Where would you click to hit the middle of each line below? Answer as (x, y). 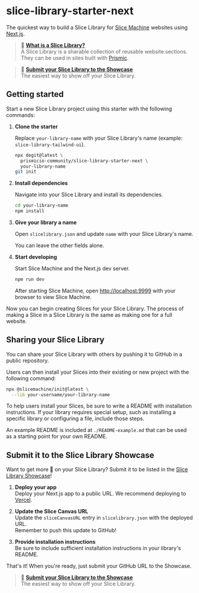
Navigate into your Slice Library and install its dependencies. (89, 195)
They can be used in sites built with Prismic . (75, 58)
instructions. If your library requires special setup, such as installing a (91, 412)
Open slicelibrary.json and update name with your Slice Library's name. (104, 234)
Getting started (35, 94)
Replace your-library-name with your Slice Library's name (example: (99, 138)
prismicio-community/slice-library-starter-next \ (84, 161)
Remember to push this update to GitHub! (66, 531)
